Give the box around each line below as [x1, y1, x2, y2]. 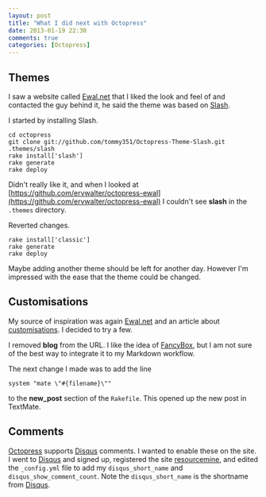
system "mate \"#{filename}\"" [8, 379, 112, 387]
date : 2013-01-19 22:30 [8, 26, 87, 34]
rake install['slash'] [8, 152, 83, 160]
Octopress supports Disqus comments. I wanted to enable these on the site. [8, 446, 256, 456]
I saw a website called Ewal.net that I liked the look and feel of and [8, 91, 226, 101]
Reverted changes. [8, 220, 70, 230]
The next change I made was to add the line [8, 363, 152, 374]
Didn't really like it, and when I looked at [8, 180, 139, 189]
